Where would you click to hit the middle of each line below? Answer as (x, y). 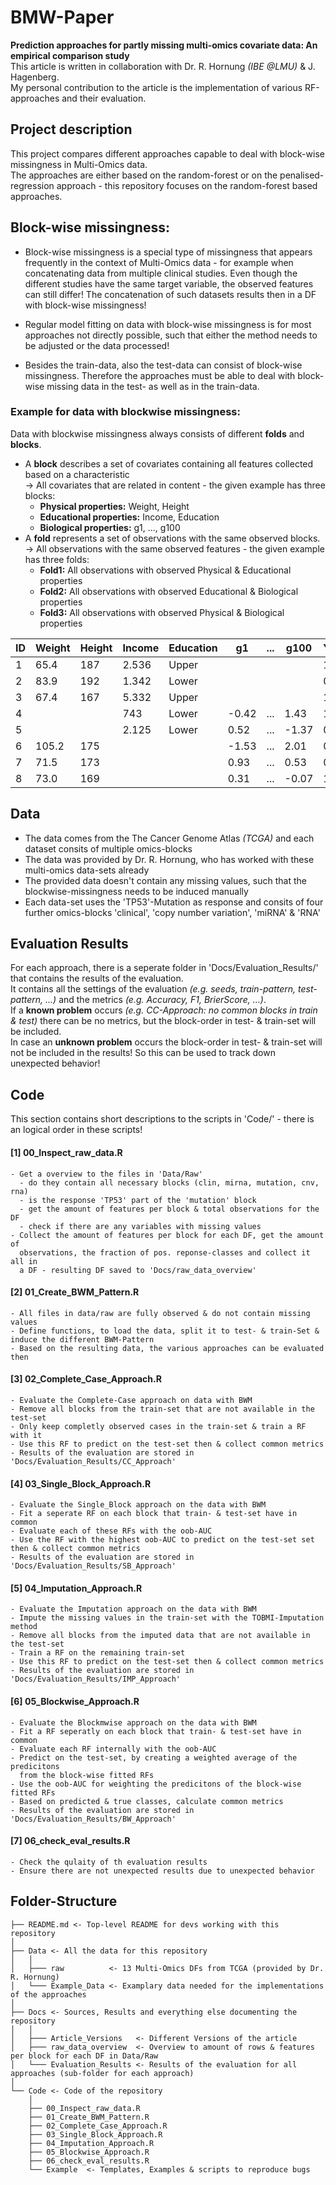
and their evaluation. (104, 98)
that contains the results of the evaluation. (97, 978)
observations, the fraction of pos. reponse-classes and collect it (165, 1252)
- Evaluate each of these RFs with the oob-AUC (111, 1531)
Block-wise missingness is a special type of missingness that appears (168, 252)
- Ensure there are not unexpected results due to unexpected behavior (162, 1871)
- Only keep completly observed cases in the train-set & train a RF (158, 1426)
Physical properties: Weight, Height (114, 506)
